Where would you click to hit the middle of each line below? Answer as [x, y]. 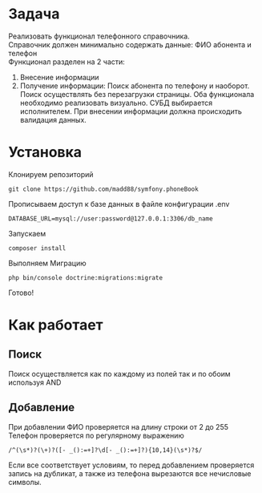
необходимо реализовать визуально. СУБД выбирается [116, 103]
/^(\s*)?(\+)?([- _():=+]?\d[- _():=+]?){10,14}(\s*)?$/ [105, 450]
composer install [37, 248]
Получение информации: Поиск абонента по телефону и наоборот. [135, 86]
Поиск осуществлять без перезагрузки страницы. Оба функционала [137, 94]
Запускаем [27, 233]
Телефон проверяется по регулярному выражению [96, 435]
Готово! [21, 293]
